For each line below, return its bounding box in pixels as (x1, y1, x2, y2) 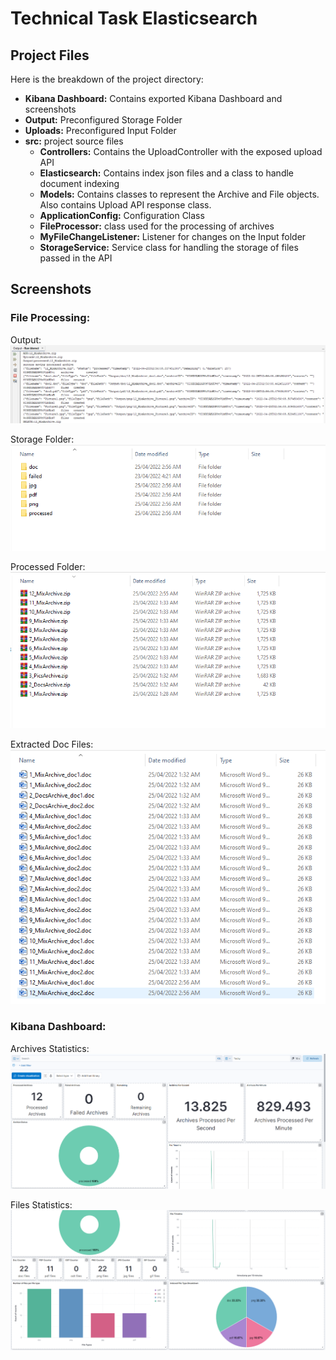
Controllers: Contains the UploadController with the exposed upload (39, 146, 323, 157)
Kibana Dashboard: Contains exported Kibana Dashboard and (24, 93, 283, 104)
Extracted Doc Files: (10, 738, 94, 750)
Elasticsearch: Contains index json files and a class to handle (39, 167, 294, 179)
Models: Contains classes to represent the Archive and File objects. (39, 188, 320, 200)
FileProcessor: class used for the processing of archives (39, 220, 275, 232)
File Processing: (10, 311, 91, 325)
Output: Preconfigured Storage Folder (24, 114, 183, 126)
